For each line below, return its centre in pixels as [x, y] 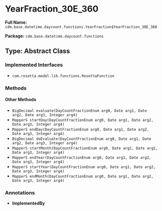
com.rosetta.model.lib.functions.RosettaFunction [63, 76]
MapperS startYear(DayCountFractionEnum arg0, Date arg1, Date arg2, [84, 167]
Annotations [20, 193]
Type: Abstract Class [38, 51]
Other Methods [21, 100]
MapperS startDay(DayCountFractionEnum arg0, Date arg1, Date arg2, [83, 120]
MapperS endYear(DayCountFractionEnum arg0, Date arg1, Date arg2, [81, 158]
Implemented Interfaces [34, 65]
